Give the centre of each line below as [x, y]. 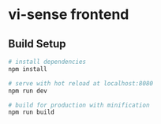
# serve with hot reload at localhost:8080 [81, 83]
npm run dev [28, 91]
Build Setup [37, 44]
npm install [28, 69]
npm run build [32, 112]
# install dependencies [47, 62]
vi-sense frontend [69, 15]
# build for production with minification [79, 105]
